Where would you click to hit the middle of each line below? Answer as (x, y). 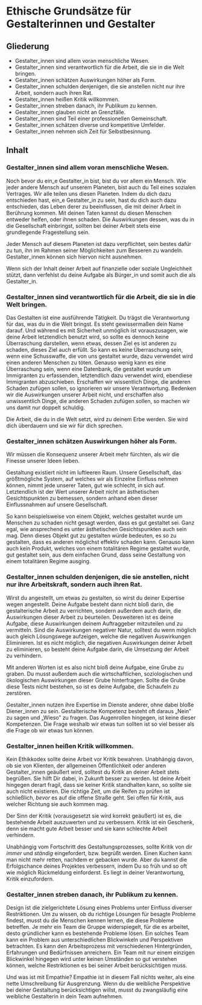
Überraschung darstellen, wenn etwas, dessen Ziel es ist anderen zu (91, 343)
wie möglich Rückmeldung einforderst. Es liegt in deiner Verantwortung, (96, 872)
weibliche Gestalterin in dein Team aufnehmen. (65, 997)
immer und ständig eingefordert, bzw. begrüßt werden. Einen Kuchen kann (99, 853)
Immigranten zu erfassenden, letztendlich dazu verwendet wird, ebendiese (99, 375)
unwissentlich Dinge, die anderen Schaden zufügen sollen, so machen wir (98, 401)
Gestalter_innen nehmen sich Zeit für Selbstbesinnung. (83, 131)
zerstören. (19, 693)
